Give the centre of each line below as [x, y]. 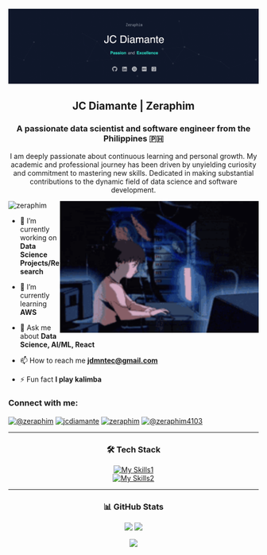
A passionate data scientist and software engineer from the [133, 129]
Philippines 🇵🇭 [133, 138]
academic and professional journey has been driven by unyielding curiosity [133, 165]
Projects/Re [39, 262]
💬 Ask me [35, 328]
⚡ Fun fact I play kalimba [60, 379]
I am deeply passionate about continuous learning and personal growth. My [133, 156]
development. [133, 190]
